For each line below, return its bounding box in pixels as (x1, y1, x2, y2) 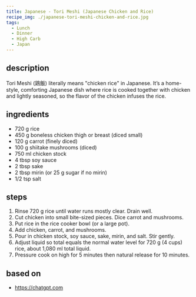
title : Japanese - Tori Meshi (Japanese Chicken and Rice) (6, 8, 154, 15)
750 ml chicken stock (14, 150, 67, 157)
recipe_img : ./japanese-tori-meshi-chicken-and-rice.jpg (6, 14, 149, 20)
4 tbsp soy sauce (14, 156, 57, 163)
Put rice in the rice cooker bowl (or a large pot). (14, 220, 129, 227)
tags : (6, 19, 19, 25)
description (6, 63, 49, 74)
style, (6, 86, 19, 93)
